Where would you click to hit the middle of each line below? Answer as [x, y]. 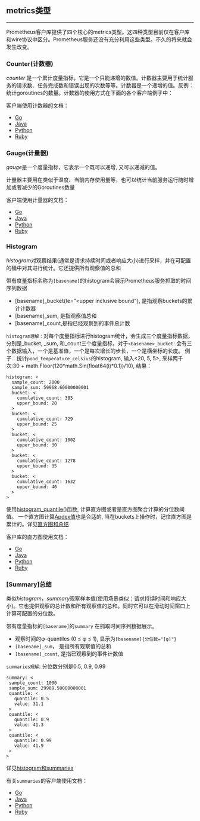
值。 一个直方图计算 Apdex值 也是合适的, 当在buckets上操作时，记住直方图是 [99, 516]
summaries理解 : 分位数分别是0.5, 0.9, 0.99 [56, 666]
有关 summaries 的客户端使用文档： [47, 781]
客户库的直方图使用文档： [37, 537]
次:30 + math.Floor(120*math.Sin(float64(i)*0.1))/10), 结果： [79, 366]
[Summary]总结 [29, 584]
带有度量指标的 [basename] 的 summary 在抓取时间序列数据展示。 [82, 626]
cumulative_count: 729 [45, 419]
